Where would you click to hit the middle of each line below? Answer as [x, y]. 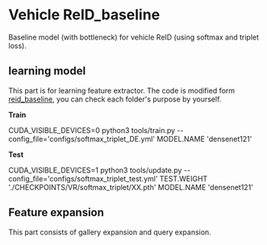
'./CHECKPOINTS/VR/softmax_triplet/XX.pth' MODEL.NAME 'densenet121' [131, 187]
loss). [17, 45]
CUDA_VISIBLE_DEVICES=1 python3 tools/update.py [95, 170]
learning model [47, 71]
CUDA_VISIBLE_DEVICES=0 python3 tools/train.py [92, 130]
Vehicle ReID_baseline [84, 15]
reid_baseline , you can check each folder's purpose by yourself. [115, 99]
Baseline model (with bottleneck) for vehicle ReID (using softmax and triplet [134, 37]
